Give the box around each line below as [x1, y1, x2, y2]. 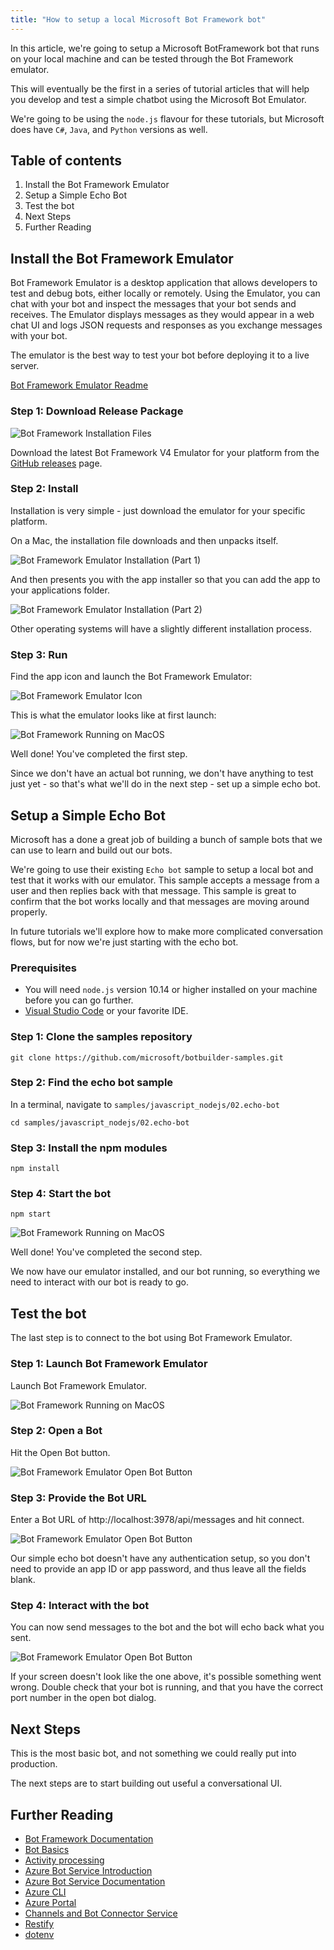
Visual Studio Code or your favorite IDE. [24, 1005, 189, 1017]
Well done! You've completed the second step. [10, 1246, 203, 1258]
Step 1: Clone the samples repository [10, 1030, 193, 1044]
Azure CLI [24, 1886, 67, 1898]
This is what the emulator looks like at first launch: [10, 709, 217, 721]
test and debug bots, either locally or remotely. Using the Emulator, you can [10, 287, 321, 300]
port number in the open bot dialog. [10, 1692, 157, 1704]
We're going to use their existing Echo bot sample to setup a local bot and [10, 863, 314, 875]
